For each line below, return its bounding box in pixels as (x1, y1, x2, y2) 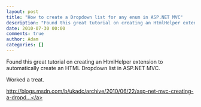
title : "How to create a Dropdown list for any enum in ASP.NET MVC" (6, 14, 184, 20)
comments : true (6, 31, 44, 37)
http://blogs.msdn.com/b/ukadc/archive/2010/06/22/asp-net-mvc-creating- (6, 87, 194, 95)
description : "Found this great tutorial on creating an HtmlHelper (6, 20, 181, 26)
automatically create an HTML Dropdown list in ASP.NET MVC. (6, 64, 160, 71)
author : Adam (6, 36, 39, 42)
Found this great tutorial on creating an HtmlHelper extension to (6, 58, 163, 65)
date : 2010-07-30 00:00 (6, 25, 66, 32)
